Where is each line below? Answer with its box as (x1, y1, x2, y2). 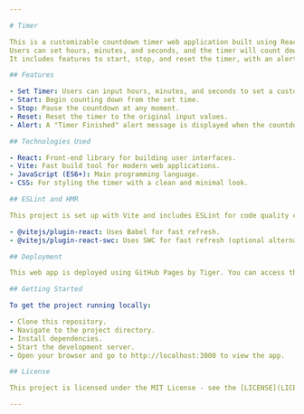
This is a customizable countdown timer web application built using (9, 37, 278, 46)
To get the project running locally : (9, 301, 152, 310)
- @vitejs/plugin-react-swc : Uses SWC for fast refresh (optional (9, 236, 265, 245)
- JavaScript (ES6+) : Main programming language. (9, 170, 201, 179)
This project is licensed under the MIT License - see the (9, 383, 237, 393)
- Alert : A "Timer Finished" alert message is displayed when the (9, 120, 265, 129)
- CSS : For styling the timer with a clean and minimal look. (9, 178, 249, 188)
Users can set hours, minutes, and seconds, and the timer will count (9, 46, 281, 55)
